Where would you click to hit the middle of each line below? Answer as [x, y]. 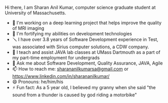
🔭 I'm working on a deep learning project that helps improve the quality [87, 23]
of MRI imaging [28, 28]
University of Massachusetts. [35, 13]
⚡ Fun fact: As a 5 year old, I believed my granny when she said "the [84, 87]
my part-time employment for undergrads [56, 58]
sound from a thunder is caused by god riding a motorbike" [75, 95]
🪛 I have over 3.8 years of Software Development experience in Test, [85, 39]
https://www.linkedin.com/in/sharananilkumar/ [61, 76]
